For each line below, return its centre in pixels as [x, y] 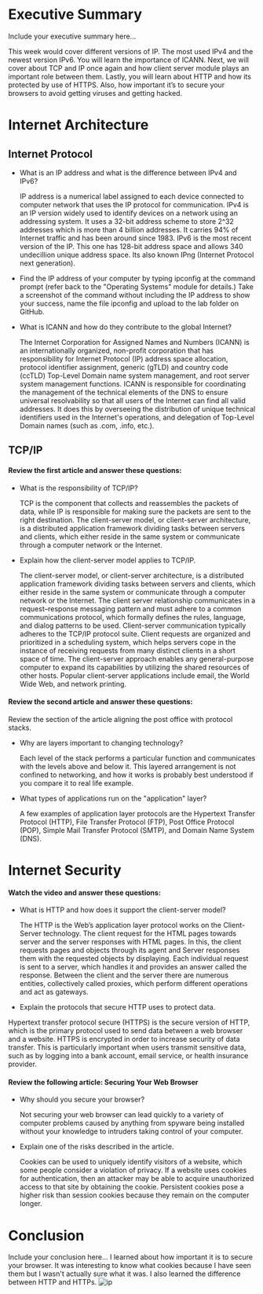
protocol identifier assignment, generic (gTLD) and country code [124, 367]
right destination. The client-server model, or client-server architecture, [135, 519]
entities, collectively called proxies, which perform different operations [133, 984]
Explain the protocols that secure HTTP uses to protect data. [117, 1007]
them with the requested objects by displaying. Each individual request [134, 959]
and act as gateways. [54, 992]
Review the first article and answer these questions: [95, 470]
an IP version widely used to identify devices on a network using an [128, 213]
